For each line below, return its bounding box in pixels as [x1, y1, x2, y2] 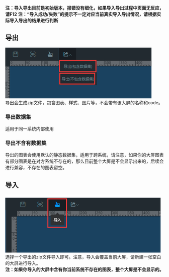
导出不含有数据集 [5, 140, 47, 147]
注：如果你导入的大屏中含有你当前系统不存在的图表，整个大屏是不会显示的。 [5, 266, 164, 272]
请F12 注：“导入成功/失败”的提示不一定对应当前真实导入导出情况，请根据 [5, 11, 157, 17]
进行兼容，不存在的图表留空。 [5, 165, 67, 171]
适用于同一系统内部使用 [5, 126, 54, 132]
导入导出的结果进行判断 [9, 18, 58, 23]
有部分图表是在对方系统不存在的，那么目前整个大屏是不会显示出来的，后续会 [5, 158, 164, 164]
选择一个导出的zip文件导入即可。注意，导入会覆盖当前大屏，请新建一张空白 [5, 254, 161, 260]
